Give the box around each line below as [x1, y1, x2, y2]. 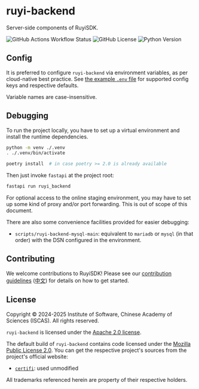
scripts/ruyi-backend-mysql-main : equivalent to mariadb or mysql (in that [14, 230, 194, 237]
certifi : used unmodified [14, 364, 79, 372]
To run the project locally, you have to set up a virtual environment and [6, 126, 180, 134]
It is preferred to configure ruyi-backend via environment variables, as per [6, 69, 188, 76]
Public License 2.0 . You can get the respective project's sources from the [6, 346, 187, 354]
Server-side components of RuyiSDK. [6, 24, 99, 31]
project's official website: [6, 352, 69, 360]
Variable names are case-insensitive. [6, 93, 97, 100]
